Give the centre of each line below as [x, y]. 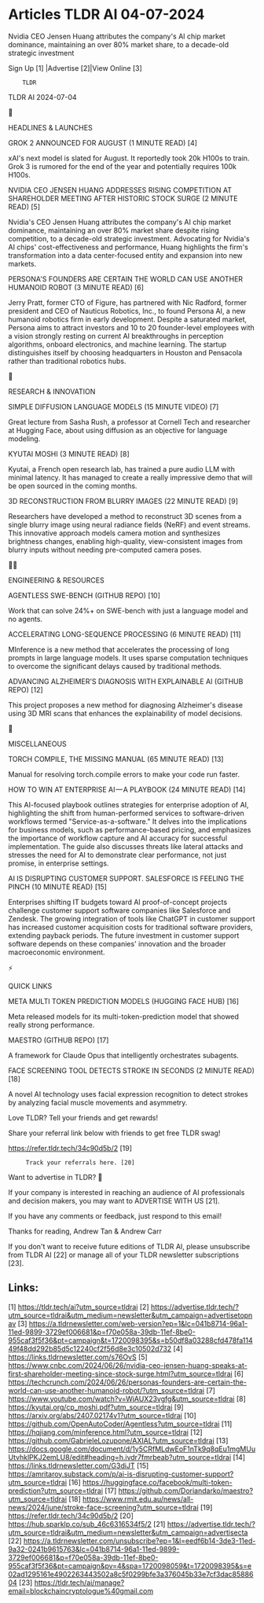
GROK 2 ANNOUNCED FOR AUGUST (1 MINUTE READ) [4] [103, 142]
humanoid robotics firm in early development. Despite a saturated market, [128, 319]
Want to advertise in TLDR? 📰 [55, 1177]
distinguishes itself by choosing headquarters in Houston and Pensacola [125, 352]
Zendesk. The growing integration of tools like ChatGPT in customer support [132, 918]
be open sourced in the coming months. [73, 486]
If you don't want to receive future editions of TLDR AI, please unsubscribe [129, 1246]
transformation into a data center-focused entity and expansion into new [126, 255]
